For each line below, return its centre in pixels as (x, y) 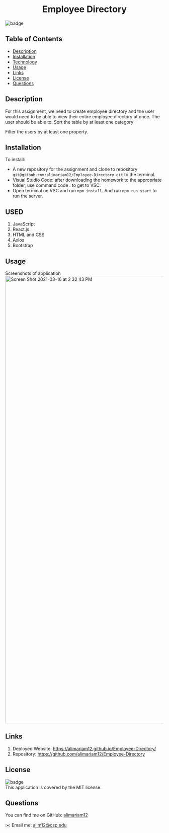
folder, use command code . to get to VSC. (57, 185)
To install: (15, 160)
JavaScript (24, 224)
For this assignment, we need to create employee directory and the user (80, 111)
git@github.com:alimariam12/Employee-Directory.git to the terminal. (84, 175)
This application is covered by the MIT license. (53, 787)
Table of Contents (34, 39)
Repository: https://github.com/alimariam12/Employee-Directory (79, 754)
